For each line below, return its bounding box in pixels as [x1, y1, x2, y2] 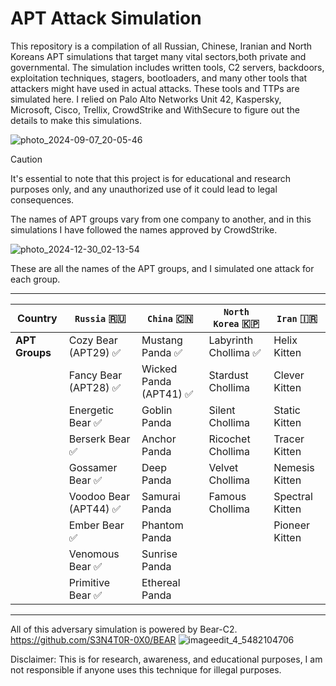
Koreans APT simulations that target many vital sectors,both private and [10, 50, 307, 62]
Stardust [208, 368, 249, 382]
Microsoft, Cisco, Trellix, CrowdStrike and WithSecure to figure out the [10, 103, 300, 116]
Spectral [273, 489, 313, 503]
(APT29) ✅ [68, 345, 122, 359]
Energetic [68, 403, 115, 417]
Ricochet [208, 432, 251, 446]
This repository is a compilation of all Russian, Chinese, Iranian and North [10, 40, 313, 52]
